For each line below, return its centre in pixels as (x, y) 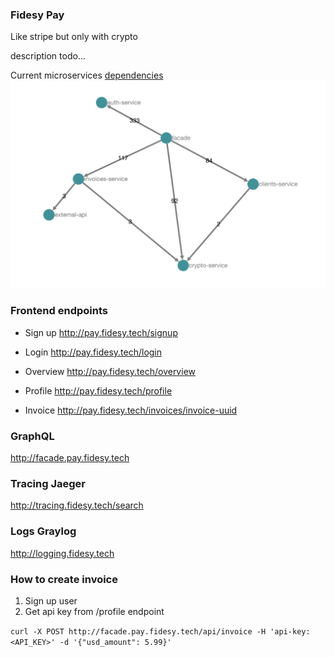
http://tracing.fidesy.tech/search (77, 505)
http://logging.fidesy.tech (62, 553)
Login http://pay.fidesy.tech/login (93, 352)
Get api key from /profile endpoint (94, 611)
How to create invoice (64, 579)
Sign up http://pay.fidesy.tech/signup (101, 332)
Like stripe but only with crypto (74, 37)
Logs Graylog (43, 531)
